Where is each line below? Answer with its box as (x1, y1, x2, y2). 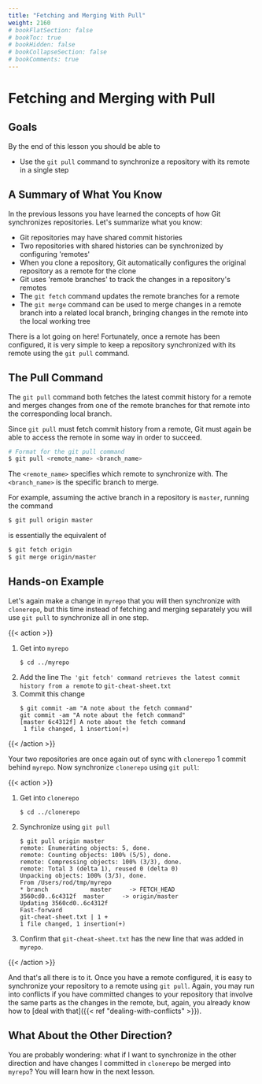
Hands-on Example (8, 575, 105, 588)
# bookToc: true (8, 33, 61, 42)
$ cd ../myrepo (19, 659, 70, 666)
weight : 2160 (8, 19, 51, 27)
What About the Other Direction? (8, 1029, 173, 1042)
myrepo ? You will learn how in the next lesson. (8, 1067, 155, 1076)
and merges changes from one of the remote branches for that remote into (8, 400, 250, 410)
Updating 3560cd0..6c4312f (19, 899, 109, 907)
